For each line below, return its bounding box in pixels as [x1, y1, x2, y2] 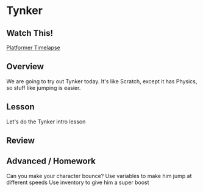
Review [6, 135, 35, 146]
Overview [6, 61, 45, 72]
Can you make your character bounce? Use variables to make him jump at [6, 172, 192, 179]
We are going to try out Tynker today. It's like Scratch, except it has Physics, [6, 77, 198, 85]
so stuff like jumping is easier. [6, 84, 81, 91]
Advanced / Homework [6, 156, 96, 166]
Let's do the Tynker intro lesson [6, 118, 86, 125]
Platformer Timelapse [6, 44, 60, 51]
